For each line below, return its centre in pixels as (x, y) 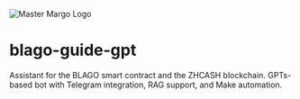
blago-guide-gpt (73, 50)
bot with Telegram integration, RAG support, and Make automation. (159, 85)
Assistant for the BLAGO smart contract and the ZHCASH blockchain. (137, 75)
